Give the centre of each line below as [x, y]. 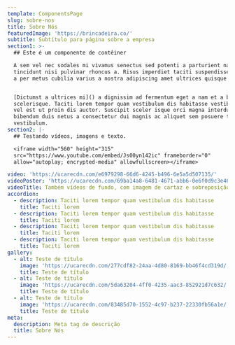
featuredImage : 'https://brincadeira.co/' [70, 33]
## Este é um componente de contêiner [70, 53]
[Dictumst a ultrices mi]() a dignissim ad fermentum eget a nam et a [119, 97]
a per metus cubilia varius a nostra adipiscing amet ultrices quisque [120, 78]
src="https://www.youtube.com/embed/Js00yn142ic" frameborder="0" [112, 155]
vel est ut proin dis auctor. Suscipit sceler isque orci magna [109, 110]
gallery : [20, 253]
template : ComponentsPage [45, 14]
